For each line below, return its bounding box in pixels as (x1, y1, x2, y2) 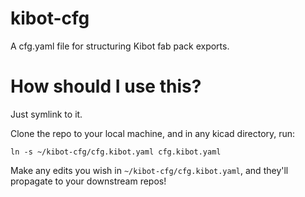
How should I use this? (10, 75, 202, 98)
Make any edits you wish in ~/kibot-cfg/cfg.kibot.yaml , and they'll (10, 164, 289, 176)
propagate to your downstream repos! (10, 175, 167, 187)
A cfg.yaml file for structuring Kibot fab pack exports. (10, 40, 230, 52)
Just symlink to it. (10, 108, 83, 120)
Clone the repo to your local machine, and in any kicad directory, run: (10, 127, 296, 139)
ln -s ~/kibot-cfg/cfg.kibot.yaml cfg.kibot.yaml (10, 147, 222, 157)
